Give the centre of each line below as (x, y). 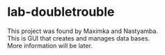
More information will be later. (50, 45)
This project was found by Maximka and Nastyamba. (83, 31)
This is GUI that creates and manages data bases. (79, 38)
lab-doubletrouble (61, 12)
